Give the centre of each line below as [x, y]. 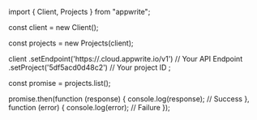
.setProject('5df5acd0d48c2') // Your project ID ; [90, 67]
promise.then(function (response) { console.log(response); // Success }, [129, 99]
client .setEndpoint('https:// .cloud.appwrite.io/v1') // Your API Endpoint [126, 59]
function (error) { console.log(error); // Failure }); [89, 107]
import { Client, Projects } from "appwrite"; [79, 12]
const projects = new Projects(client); [71, 43]
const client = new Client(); [54, 27]
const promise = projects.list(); [60, 83]
